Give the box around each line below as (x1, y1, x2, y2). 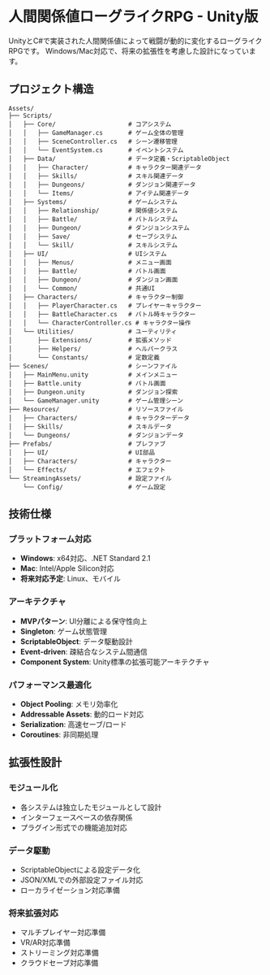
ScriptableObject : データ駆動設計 (19, 636, 133, 646)
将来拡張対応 (8, 908, 59, 919)
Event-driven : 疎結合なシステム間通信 (19, 646, 148, 656)
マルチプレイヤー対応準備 (19, 928, 106, 938)
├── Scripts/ (8, 111, 53, 120)
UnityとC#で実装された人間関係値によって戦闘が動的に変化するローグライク (8, 36, 263, 46)
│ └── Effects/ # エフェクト (8, 465, 166, 474)
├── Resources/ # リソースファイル (8, 405, 184, 413)
